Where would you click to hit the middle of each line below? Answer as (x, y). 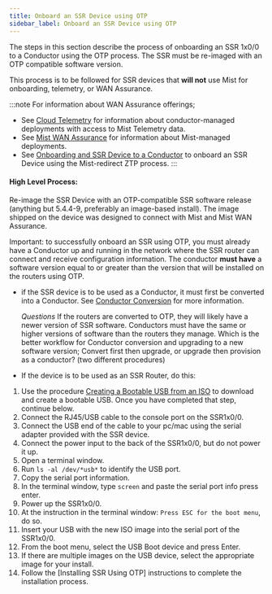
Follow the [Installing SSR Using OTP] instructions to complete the (131, 572)
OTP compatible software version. (66, 64)
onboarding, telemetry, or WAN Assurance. (81, 88)
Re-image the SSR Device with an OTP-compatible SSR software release (130, 199)
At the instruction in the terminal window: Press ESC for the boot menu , (140, 512)
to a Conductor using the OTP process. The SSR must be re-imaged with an (136, 55)
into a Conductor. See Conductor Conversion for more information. (132, 300)
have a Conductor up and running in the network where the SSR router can (134, 250)
